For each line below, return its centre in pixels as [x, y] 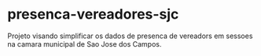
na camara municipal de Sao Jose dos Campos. [85, 44]
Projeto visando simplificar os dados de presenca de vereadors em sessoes [130, 36]
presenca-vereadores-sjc [93, 14]
